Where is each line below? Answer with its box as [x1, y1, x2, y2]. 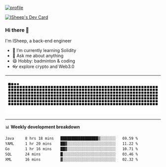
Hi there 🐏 [5, 26, 30, 33]
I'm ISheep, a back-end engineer [5, 38, 72, 44]
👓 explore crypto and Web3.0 [12, 63, 75, 69]
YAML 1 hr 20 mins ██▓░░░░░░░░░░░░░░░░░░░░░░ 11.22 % [5, 141, 138, 146]
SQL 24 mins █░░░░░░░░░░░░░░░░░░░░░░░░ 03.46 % [5, 152, 138, 157]
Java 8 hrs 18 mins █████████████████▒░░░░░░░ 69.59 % [5, 136, 138, 141]
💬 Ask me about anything [12, 53, 64, 59]
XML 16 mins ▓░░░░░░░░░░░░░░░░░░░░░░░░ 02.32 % [5, 157, 138, 162]
